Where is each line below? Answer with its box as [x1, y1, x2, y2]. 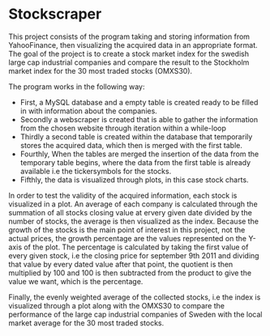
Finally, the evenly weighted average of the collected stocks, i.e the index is [8, 292, 261, 302]
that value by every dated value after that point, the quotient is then [8, 259, 234, 269]
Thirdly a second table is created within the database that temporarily [19, 131, 253, 142]
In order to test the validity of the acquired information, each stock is [8, 190, 238, 200]
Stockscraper [8, 5, 102, 23]
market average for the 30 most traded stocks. [8, 317, 165, 328]
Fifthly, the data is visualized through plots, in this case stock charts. [19, 175, 249, 185]
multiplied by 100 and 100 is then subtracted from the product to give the [8, 268, 252, 278]
